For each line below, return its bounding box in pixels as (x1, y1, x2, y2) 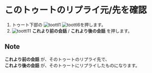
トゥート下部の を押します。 (11, 22, 106, 28)
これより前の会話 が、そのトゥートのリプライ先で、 (4, 56, 110, 62)
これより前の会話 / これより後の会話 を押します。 (32, 28, 132, 34)
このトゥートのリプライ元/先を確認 (4, 4, 147, 16)
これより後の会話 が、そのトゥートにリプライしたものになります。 (4, 62, 140, 68)
